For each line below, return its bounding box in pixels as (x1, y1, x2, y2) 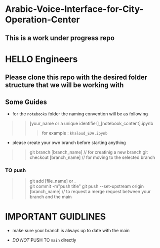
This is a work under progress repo (5, 34, 115, 42)
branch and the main (29, 194, 72, 200)
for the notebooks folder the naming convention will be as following (12, 110, 148, 117)
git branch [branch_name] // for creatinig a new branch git (29, 149, 148, 155)
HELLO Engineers (5, 53, 78, 65)
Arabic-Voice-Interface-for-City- (5, 3, 144, 15)
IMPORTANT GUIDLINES (5, 211, 106, 222)
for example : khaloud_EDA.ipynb (41, 130, 108, 136)
